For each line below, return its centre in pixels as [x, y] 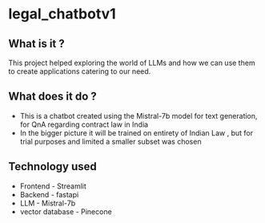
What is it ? [37, 44]
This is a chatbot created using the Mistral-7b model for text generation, [139, 116]
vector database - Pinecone [66, 211]
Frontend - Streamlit [53, 186]
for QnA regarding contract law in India [84, 124]
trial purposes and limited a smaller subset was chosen [110, 141]
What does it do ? [53, 97]
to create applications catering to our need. [80, 71]
